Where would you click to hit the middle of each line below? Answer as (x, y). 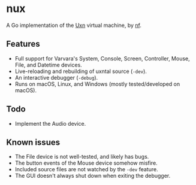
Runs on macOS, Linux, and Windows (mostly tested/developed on (97, 84)
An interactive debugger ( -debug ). (56, 77)
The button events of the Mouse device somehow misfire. (86, 163)
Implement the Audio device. (50, 123)
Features (23, 44)
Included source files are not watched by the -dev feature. (86, 169)
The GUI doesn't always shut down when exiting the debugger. (93, 176)
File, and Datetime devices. (48, 65)
